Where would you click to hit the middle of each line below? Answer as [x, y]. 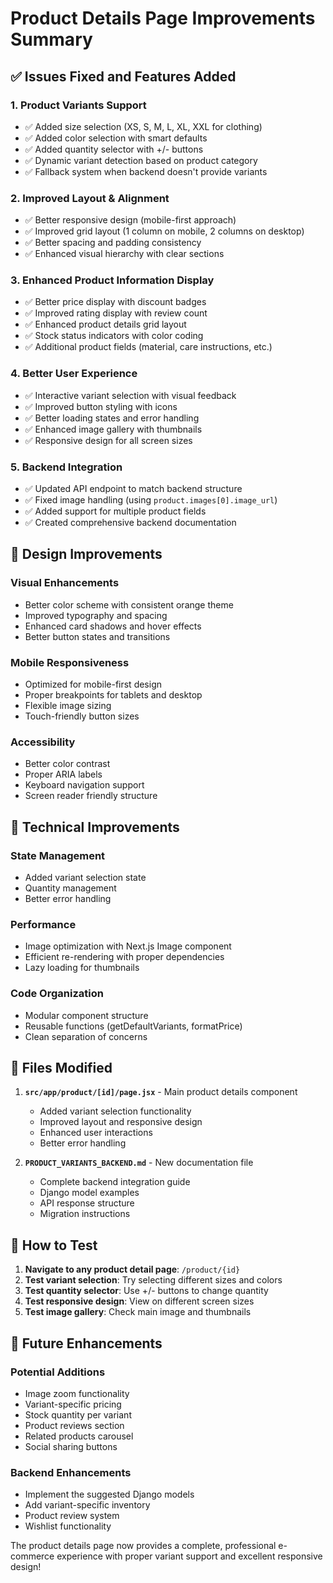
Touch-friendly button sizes [82, 716]
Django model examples [89, 1193]
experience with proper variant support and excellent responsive [189, 1556]
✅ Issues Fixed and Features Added [123, 76]
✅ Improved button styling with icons [101, 406]
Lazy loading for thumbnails [82, 968]
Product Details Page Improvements [163, 18]
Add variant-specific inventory [87, 1505]
